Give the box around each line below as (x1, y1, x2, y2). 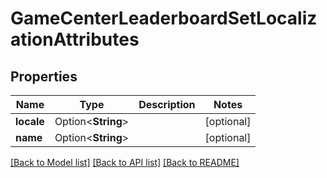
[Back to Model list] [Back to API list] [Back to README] (10, 157, 240, 168)
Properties (10, 68, 78, 85)
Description (138, 98, 196, 111)
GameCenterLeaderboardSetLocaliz (10, 7, 318, 30)
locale (15, 115, 45, 128)
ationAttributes (10, 28, 140, 51)
